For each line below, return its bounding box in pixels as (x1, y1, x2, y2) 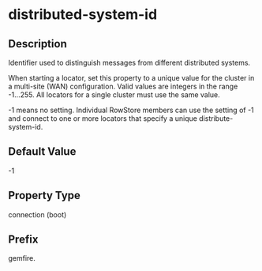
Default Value (8, 145, 77, 159)
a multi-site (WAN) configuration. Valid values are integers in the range (8, 81, 238, 91)
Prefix (8, 233, 39, 247)
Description (8, 37, 67, 51)
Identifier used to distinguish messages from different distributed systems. (8, 58, 251, 67)
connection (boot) (8, 209, 67, 219)
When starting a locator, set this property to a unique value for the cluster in (8, 73, 255, 82)
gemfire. (8, 254, 36, 263)
